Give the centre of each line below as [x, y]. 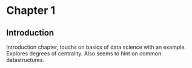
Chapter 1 [31, 11]
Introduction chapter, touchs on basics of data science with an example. [96, 47]
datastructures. [25, 60]
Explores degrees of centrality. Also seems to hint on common [84, 54]
